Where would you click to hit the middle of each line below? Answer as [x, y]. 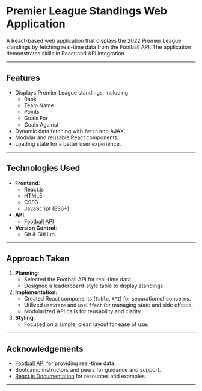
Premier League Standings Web [87, 11]
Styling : [25, 318]
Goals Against [41, 124]
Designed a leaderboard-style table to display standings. [94, 286]
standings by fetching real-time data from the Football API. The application [99, 47]
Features [23, 78]
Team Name [39, 105]
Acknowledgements [45, 349]
